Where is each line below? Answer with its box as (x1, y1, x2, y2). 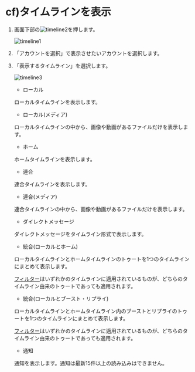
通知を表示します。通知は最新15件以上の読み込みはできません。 (13, 359, 167, 367)
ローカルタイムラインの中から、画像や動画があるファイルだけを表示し (13, 123, 183, 130)
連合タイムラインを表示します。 (13, 180, 91, 188)
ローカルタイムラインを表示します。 (13, 98, 101, 106)
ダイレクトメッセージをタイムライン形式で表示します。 (13, 230, 147, 238)
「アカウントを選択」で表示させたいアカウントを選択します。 (13, 49, 163, 56)
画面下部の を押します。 (13, 26, 98, 33)
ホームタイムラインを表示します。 (13, 155, 95, 163)
